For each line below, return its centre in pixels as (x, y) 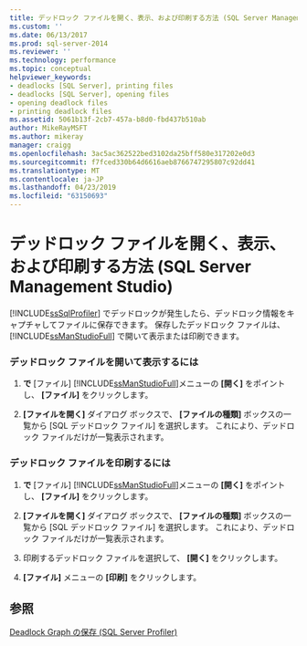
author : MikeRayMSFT (49, 129)
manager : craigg (40, 145)
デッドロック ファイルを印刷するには (90, 464)
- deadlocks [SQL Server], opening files (90, 94)
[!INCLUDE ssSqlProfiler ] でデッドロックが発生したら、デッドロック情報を (148, 313)
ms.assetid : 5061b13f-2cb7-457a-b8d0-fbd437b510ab (108, 120)
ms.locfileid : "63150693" (58, 196)
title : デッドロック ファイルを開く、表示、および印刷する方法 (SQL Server (139, 18)
